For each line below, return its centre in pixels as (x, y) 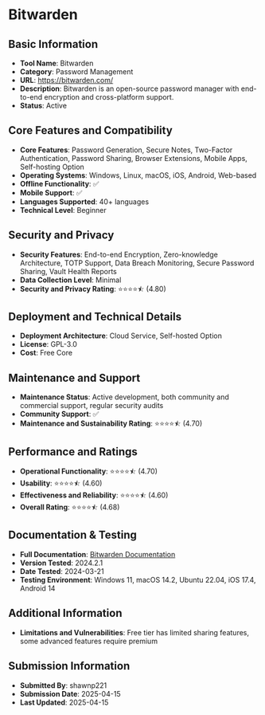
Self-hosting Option (52, 167)
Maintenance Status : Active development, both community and (124, 397)
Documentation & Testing (72, 535)
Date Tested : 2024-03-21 (62, 571)
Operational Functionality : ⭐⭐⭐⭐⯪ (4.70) (88, 471)
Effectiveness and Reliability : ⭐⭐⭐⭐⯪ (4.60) (94, 495)
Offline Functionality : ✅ (59, 183)
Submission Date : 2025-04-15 (70, 693)
